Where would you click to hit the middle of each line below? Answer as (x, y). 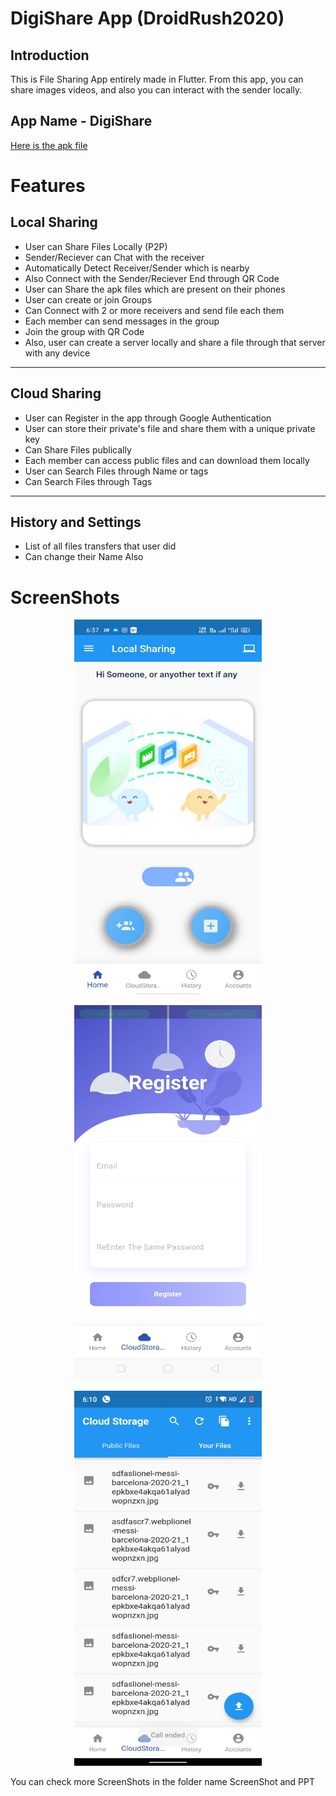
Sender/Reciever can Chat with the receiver (114, 257)
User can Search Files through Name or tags (116, 471)
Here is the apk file (49, 145)
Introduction (50, 55)
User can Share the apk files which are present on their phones (155, 289)
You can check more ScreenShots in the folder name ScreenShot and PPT (163, 1782)
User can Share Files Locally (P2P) (96, 246)
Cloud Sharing (56, 393)
